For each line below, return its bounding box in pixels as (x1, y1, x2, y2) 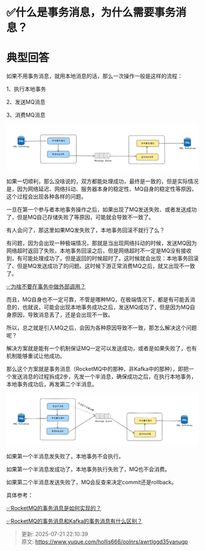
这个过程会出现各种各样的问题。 (6, 193, 87, 200)
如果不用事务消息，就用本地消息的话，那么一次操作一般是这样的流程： (6, 73, 183, 80)
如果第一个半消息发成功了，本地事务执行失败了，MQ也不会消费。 (6, 466, 171, 473)
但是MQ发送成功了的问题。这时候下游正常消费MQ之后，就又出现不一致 (16, 262, 195, 270)
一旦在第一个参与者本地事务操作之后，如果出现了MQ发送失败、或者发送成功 (6, 206, 197, 214)
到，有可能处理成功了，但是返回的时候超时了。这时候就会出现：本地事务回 (6, 254, 193, 262)
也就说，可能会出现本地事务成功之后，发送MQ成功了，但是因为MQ (22, 303, 190, 311)
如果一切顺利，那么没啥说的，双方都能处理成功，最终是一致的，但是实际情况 (6, 178, 199, 185)
